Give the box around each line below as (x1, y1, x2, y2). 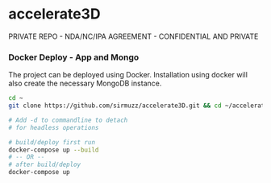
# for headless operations (8, 123, 99, 131)
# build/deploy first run (8, 138, 95, 146)
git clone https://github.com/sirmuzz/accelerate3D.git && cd (8, 102, 222, 110)
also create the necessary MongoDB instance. (8, 78, 162, 89)
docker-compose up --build (8, 146, 99, 154)
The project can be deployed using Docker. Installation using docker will (8, 70, 248, 80)
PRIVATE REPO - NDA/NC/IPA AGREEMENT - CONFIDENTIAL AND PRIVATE (8, 31, 259, 41)
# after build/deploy (8, 160, 81, 169)
